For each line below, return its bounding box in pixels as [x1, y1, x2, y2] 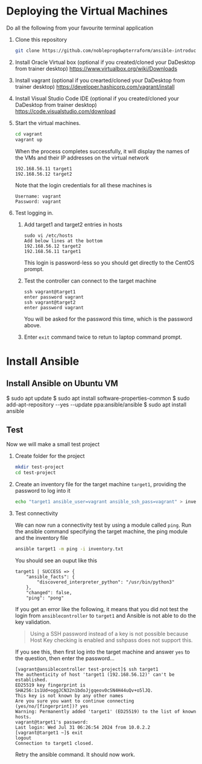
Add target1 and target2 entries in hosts [24, 220, 122, 228]
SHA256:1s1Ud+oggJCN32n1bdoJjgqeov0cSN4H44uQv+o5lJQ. [14, 687, 153, 693]
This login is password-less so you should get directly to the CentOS [24, 258, 195, 266]
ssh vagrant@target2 [24, 299, 76, 306]
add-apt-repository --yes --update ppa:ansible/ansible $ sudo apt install [6, 400, 187, 408]
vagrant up [14, 136, 43, 143]
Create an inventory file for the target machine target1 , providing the [14, 481, 186, 488]
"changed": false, [26, 589, 72, 595]
